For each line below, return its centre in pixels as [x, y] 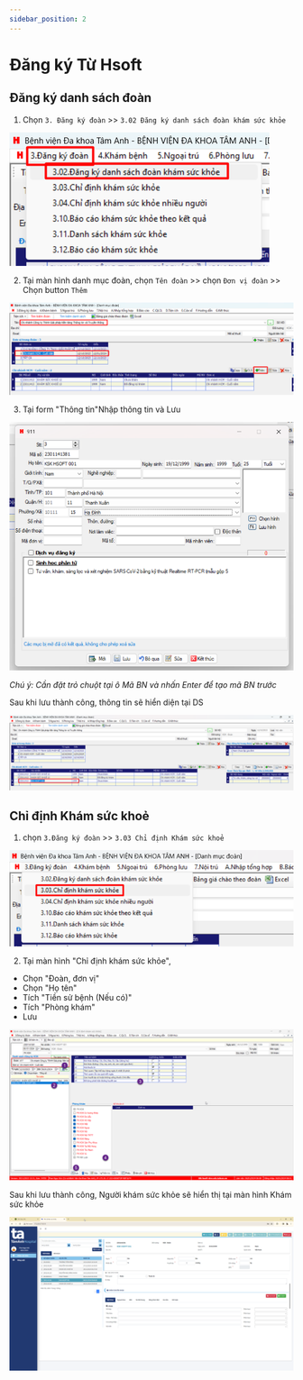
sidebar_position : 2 [48, 19]
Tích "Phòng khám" [59, 1007]
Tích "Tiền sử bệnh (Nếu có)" [77, 998]
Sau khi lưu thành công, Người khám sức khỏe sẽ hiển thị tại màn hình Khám [151, 1194]
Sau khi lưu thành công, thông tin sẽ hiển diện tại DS [107, 702]
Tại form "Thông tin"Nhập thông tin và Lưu [101, 409]
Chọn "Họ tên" [50, 988]
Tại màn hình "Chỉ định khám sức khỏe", [96, 961]
